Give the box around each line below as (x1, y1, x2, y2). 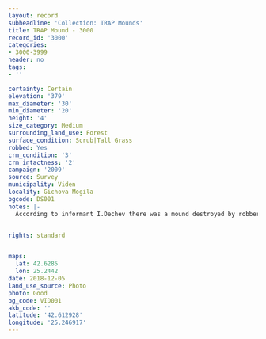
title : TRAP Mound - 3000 (8, 26, 93, 34)
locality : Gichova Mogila (8, 188, 93, 196)
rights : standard (8, 231, 66, 239)
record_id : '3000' (8, 33, 69, 42)
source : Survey (8, 173, 59, 181)
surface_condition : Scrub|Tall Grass (8, 136, 133, 144)
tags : (8, 63, 26, 71)
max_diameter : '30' (8, 100, 73, 108)
